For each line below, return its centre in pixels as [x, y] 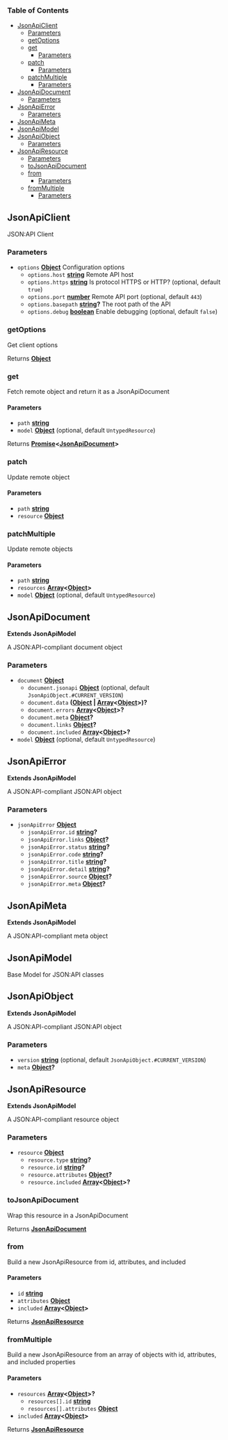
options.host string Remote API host [81, 275]
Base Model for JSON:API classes [56, 975]
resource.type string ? [59, 1160]
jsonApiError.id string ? [62, 832]
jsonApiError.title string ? [67, 862]
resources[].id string [59, 1401]
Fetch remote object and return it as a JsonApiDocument [88, 391]
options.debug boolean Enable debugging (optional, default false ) [122, 312]
